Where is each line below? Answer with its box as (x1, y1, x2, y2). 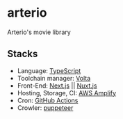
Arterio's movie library (7, 28, 71, 36)
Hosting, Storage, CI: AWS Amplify (17, 88, 117, 97)
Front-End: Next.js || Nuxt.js (17, 81, 97, 90)
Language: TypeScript (17, 66, 81, 74)
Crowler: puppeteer (17, 103, 74, 112)
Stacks (7, 48, 38, 60)
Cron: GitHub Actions (17, 96, 79, 104)
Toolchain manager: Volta (17, 74, 91, 82)
